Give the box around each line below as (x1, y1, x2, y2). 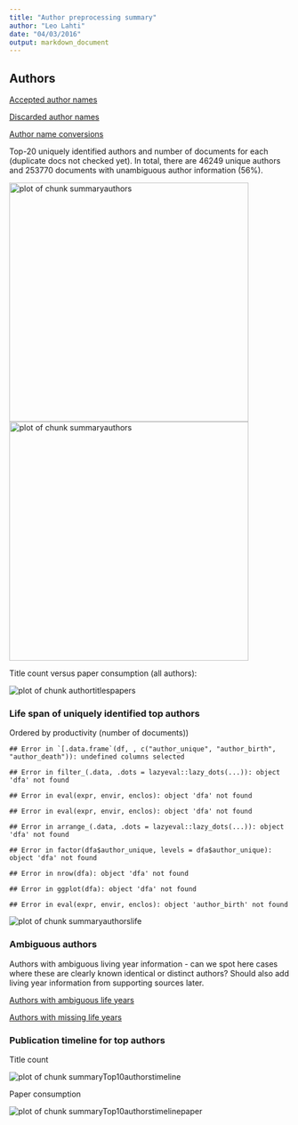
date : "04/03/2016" (9, 29, 82, 38)
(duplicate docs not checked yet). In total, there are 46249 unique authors (9, 156, 281, 166)
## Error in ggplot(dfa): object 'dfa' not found (9, 885, 197, 894)
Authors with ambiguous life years (9, 994, 135, 1005)
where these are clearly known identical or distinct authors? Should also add (9, 968, 289, 978)
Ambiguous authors (9, 938, 98, 951)
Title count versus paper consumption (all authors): (9, 668, 197, 679)
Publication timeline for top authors (9, 1033, 166, 1046)
